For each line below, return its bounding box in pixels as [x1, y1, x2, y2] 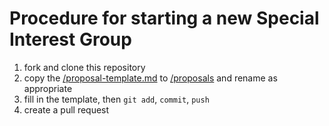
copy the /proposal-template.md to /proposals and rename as [23, 72, 278, 84]
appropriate [23, 82, 73, 94]
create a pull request [23, 103, 110, 116]
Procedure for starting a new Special [9, 7, 320, 30]
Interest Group [9, 28, 132, 51]
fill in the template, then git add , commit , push [23, 93, 210, 105]
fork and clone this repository [23, 61, 146, 73]
